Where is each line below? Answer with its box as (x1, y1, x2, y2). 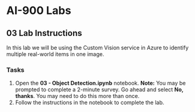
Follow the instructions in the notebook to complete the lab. (15, 99, 165, 107)
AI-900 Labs (6, 4, 71, 18)
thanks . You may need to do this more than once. (15, 93, 140, 100)
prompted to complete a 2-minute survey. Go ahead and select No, (15, 86, 184, 93)
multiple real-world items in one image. (6, 51, 105, 58)
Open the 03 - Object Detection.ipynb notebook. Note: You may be (15, 80, 186, 87)
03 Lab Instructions (6, 28, 82, 38)
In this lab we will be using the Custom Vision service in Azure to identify (6, 44, 189, 51)
